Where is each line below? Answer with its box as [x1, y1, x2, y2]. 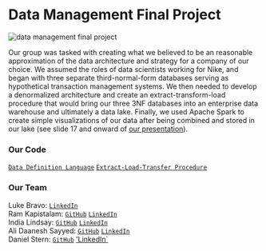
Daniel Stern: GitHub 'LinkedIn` [8, 234, 109, 244]
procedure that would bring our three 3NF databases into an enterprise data [8, 98, 259, 108]
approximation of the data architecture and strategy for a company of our [8, 56, 249, 66]
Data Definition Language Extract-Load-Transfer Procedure [8, 164, 208, 172]
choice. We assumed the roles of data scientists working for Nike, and [8, 64, 239, 74]
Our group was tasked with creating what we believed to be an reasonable [8, 47, 253, 57]
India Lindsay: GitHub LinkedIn [8, 217, 108, 227]
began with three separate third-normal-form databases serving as [8, 73, 229, 82]
